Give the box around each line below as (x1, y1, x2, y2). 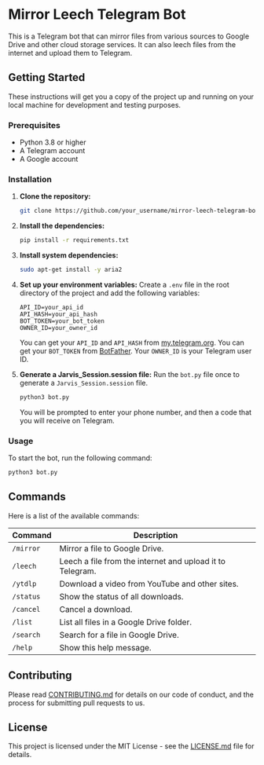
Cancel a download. (59, 603, 133, 614)
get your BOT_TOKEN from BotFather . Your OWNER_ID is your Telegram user (19, 346, 252, 355)
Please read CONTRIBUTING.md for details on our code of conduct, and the (8, 690, 254, 699)
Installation (8, 174, 53, 185)
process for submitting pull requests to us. (8, 697, 145, 708)
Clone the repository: (19, 192, 91, 201)
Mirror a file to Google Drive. (59, 543, 164, 554)
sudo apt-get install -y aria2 (19, 265, 123, 274)
